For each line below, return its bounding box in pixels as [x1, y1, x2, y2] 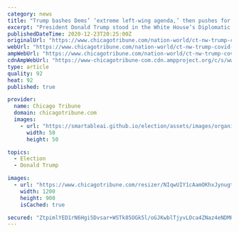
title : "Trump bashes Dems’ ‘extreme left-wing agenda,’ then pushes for [7, 17, 231, 24]
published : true [7, 83, 55, 90]
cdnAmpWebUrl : [7, 57, 50, 64]
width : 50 [26, 129, 55, 136]
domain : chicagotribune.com [14, 110, 97, 117]
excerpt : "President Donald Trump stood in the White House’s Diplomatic [7, 23, 231, 31]
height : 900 [20, 194, 55, 201]
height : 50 [26, 136, 59, 143]
